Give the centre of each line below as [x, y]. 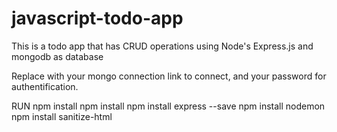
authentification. [45, 86]
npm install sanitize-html [62, 116]
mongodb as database [57, 56]
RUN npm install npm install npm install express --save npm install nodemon [168, 106]
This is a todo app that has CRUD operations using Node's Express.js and [162, 46]
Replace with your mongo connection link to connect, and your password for [169, 76]
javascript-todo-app [97, 18]
